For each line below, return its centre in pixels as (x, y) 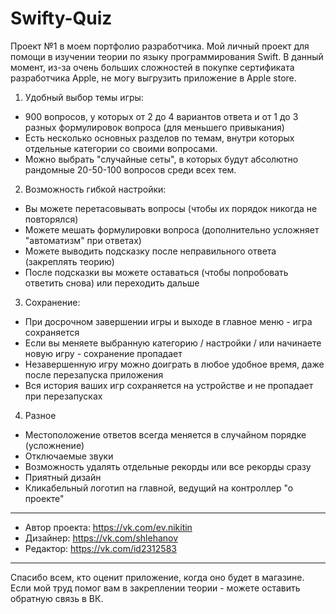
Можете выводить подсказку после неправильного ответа (150, 251)
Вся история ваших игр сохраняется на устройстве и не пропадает (169, 385)
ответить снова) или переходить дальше (112, 283)
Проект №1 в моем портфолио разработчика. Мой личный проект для (160, 46)
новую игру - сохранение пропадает (103, 353)
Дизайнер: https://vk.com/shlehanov (101, 538)
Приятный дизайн (63, 477)
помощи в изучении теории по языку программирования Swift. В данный (167, 56)
